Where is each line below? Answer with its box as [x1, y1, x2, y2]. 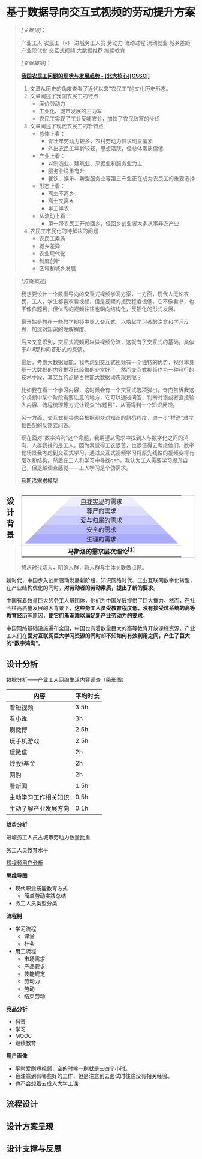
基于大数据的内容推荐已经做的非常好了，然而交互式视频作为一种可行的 [20, 366, 195, 373]
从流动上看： [38, 212, 71, 219]
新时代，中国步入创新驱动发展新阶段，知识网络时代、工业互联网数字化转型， [6, 577, 195, 584]
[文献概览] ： [20, 59, 52, 67]
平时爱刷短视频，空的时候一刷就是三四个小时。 [14, 1065, 131, 1072]
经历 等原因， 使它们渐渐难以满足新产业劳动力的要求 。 [16, 612, 148, 619]
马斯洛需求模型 [20, 477, 58, 484]
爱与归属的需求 [80, 516, 123, 525]
